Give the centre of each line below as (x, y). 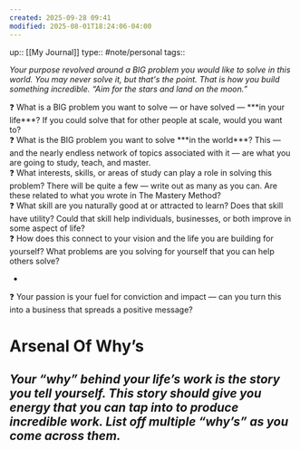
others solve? (35, 261)
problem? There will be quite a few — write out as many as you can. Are (144, 186)
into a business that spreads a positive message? (101, 310)
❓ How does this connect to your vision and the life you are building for (141, 238)
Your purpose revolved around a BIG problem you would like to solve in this (150, 70)
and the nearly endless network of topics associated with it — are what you (150, 153)
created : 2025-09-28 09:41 (60, 18)
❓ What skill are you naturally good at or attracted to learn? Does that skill (146, 206)
